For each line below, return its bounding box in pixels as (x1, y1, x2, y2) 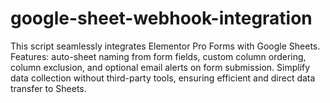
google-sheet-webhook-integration (10, 7, 313, 30)
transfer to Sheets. (10, 82, 87, 94)
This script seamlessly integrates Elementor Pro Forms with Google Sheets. (10, 40, 321, 52)
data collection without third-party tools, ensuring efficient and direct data (10, 72, 316, 84)
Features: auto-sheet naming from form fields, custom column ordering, (10, 50, 307, 62)
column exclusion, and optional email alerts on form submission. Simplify (10, 61, 311, 73)
